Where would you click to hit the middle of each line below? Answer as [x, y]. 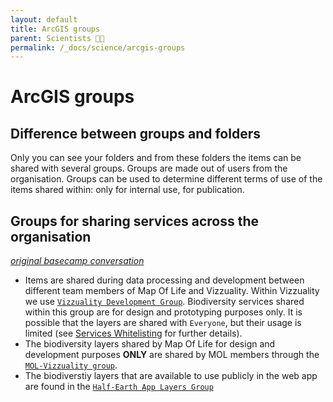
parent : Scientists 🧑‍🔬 [57, 38]
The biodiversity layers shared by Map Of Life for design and [150, 344]
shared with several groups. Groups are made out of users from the [149, 168]
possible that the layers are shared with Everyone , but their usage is [163, 323]
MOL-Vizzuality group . [71, 365]
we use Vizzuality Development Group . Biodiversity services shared [164, 302]
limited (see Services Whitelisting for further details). [133, 333]
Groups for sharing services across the [135, 221]
